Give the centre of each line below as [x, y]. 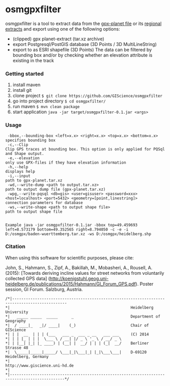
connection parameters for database [44, 202]
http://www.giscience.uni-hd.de [39, 366]
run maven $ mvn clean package [46, 107]
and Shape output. [25, 153]
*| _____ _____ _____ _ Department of [83, 316]
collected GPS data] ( [27, 278]
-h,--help [18, 167]
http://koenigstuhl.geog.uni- [79, 278]
